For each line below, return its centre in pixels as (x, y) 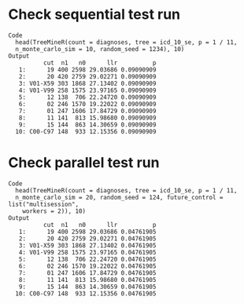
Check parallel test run (84, 163)
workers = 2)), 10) (54, 211)
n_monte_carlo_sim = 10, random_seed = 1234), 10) (100, 49)
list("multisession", (44, 204)
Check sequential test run (94, 15)
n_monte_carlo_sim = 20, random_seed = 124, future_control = (119, 197)
